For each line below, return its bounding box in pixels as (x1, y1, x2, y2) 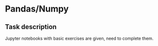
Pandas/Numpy (5, 3, 69, 15)
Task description (5, 23, 57, 31)
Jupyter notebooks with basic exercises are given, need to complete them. (5, 35, 154, 41)
